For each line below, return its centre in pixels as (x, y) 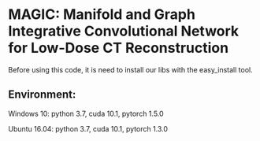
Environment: (42, 95)
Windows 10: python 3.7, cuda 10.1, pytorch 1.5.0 (86, 113)
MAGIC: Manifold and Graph (102, 15)
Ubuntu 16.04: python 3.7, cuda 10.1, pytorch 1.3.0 (88, 128)
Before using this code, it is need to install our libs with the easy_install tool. (131, 69)
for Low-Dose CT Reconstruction (119, 48)
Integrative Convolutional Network (124, 31)
